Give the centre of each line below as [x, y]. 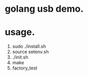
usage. [20, 32]
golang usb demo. [44, 9]
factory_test [25, 68]
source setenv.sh [31, 52]
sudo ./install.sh [29, 46]
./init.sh [20, 57]
